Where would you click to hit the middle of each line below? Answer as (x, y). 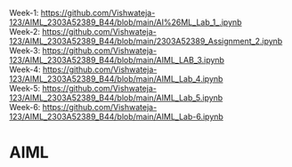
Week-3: (25, 51)
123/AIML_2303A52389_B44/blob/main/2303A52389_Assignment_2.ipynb (146, 41)
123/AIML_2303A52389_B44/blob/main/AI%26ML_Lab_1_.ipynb (126, 22)
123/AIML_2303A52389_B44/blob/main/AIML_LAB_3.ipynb (117, 60)
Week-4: (25, 69)
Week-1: (24, 13)
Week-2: (24, 32)
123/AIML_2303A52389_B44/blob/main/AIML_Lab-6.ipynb (117, 116)
